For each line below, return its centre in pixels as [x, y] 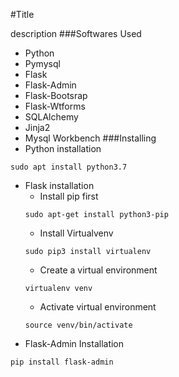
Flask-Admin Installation [74, 343]
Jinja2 [37, 127]
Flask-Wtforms [55, 106]
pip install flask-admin [62, 362]
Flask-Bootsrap [56, 95]
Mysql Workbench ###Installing [90, 138]
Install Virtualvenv [76, 233]
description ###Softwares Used [76, 33]
